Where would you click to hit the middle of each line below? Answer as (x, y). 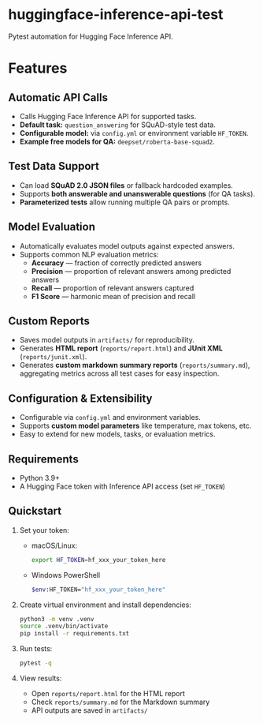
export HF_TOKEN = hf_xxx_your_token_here (98, 560)
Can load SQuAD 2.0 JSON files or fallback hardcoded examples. (126, 185)
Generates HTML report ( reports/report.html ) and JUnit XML (121, 348)
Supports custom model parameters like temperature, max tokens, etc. (135, 426)
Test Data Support (54, 166)
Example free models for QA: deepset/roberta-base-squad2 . (117, 141)
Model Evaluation (52, 227)
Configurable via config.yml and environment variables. (110, 418)
